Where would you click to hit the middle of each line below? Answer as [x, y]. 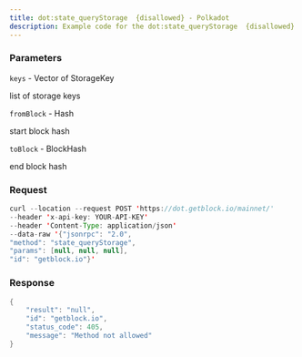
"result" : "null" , [60, 311]
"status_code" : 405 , [65, 327]
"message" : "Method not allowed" [89, 336]
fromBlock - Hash [42, 113]
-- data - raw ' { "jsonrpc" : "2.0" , [70, 234]
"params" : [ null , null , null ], [69, 251]
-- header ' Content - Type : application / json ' [93, 225]
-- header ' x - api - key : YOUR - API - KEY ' [79, 217]
